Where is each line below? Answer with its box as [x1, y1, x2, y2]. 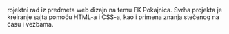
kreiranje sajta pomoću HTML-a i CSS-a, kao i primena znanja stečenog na [7, 13, 219, 21]
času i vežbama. [7, 20, 54, 28]
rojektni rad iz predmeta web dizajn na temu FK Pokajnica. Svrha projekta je [7, 6, 223, 14]
